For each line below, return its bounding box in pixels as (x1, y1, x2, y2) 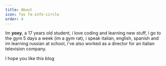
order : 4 (5, 16, 24, 21)
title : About (5, 7, 33, 12)
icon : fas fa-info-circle (5, 12, 59, 17)
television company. (5, 46, 47, 52)
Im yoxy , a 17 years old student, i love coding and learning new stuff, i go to (5, 30, 161, 36)
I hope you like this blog (5, 56, 55, 62)
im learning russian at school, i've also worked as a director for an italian (5, 41, 154, 47)
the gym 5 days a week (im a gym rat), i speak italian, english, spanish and (5, 35, 159, 41)
